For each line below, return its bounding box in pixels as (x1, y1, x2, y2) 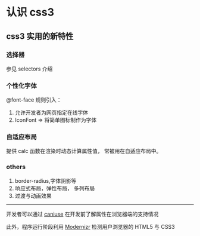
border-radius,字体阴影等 (14, 177, 77, 184)
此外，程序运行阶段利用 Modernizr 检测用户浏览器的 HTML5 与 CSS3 (6, 223, 175, 230)
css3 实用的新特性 (6, 31, 74, 41)
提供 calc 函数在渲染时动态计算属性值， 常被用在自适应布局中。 (6, 148, 162, 155)
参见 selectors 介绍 (6, 65, 53, 72)
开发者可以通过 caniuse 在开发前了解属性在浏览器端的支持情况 (6, 210, 159, 217)
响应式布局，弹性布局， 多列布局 (14, 185, 95, 192)
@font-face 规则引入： (6, 96, 62, 103)
